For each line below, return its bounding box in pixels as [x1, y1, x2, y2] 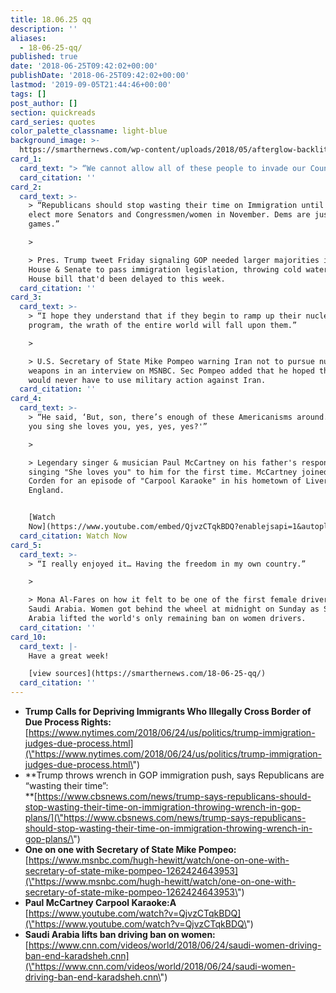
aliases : [10, 33, 47, 43]
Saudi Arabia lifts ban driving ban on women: [24, 929, 216, 940]
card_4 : [10, 394, 43, 404]
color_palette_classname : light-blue [10, 126, 168, 136]
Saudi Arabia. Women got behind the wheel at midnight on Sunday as [28, 604, 320, 615]
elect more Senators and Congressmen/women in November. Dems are [28, 210, 311, 220]
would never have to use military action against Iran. [28, 375, 267, 385]
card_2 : [10, 182, 43, 192]
